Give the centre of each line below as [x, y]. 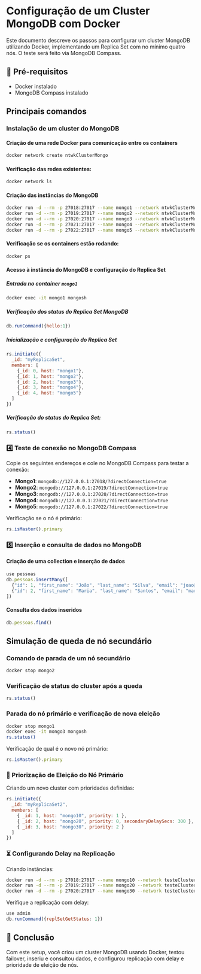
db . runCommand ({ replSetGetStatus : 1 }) [54, 919]
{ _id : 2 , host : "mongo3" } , [51, 382]
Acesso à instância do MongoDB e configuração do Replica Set [86, 270]
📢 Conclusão [31, 938]
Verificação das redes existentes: [49, 169]
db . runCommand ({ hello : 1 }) [38, 326]
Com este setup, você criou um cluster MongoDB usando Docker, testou [95, 952]
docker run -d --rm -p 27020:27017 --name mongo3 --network [83, 219]
